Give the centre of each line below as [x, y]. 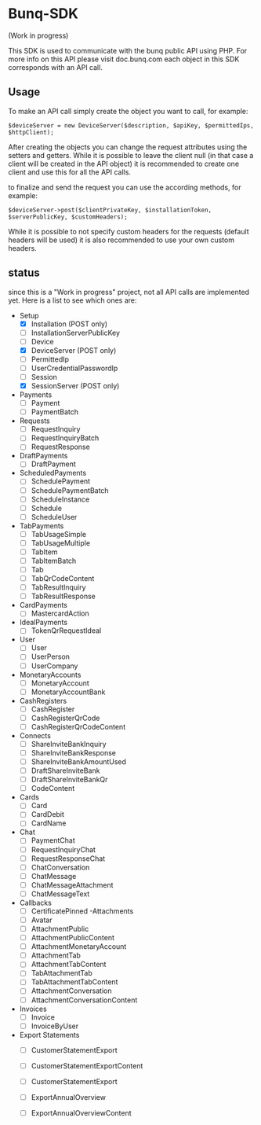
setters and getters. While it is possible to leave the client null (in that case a [131, 155]
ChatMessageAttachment [72, 884]
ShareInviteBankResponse [73, 752]
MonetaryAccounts [50, 675]
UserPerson [51, 656]
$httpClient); [31, 132]
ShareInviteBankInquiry [69, 744]
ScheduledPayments [53, 473]
